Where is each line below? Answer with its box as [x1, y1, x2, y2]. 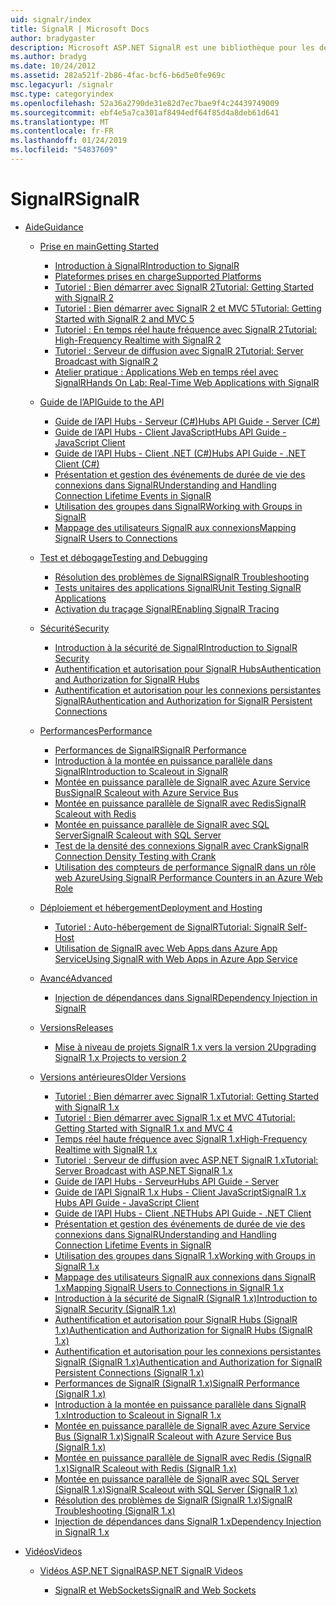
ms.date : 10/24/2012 [10, 61, 97, 71]
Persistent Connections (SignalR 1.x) [54, 1366, 205, 1378]
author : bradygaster [10, 33, 97, 43]
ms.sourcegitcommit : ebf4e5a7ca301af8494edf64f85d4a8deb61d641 [10, 107, 280, 118]
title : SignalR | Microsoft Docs [10, 24, 150, 34]
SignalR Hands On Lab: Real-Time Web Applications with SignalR [54, 376, 320, 388]
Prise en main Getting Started [39, 240, 160, 252]
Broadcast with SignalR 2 [54, 355, 159, 367]
